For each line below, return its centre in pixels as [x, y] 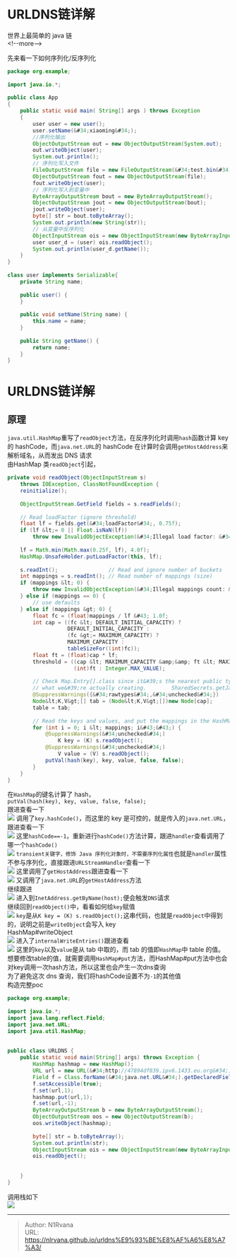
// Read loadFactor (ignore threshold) [79, 517]
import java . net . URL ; [39, 1025]
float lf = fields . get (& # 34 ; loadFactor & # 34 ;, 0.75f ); [101, 524]
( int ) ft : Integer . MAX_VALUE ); [120, 668]
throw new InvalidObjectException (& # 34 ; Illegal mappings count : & [132, 590]
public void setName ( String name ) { [74, 315]
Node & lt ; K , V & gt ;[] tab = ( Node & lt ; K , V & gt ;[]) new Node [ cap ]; [123, 701]
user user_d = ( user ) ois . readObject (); [93, 242]
